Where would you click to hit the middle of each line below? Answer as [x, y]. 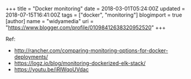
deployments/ [31, 57]
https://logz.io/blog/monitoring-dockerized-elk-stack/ [80, 63]
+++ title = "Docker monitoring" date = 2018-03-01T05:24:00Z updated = [95, 9]
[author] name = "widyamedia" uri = [50, 21]
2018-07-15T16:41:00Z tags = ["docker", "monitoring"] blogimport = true [94, 15]
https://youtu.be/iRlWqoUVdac [51, 69]
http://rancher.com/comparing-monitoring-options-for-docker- [91, 50]
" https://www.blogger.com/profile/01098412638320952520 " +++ [86, 27]
